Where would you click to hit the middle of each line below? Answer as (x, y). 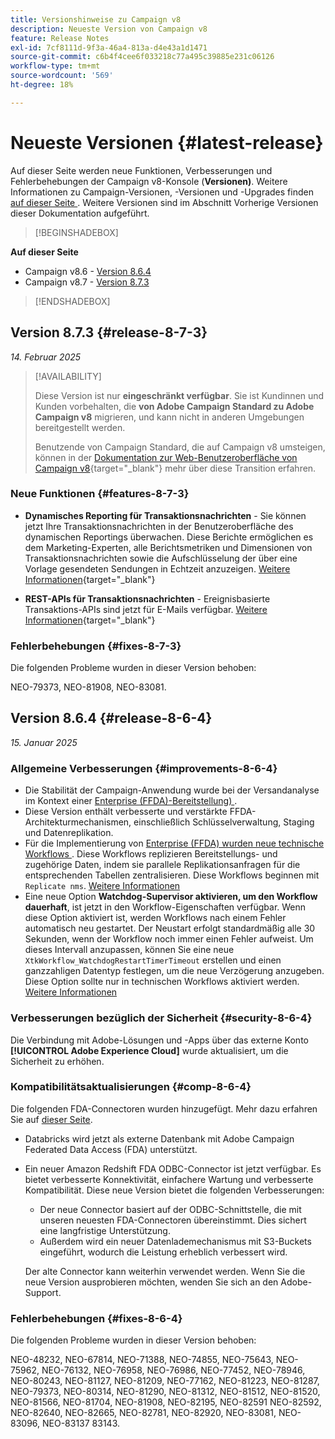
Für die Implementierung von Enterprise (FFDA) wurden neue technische (174, 843)
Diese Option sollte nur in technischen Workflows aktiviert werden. (162, 982)
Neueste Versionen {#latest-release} (167, 142)
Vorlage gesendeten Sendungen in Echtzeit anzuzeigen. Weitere (157, 568)
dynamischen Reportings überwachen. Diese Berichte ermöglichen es (169, 537)
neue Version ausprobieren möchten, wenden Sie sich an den (151, 1282)
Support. (43, 1292)
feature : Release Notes (60, 38)
